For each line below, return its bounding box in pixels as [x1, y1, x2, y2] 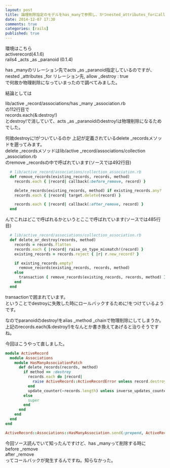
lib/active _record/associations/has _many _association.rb [5, 101, 126, 106]
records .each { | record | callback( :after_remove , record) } [14, 202, 144, 207]
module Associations [10, 355, 53, 360]
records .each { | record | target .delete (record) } [14, 193, 121, 198]
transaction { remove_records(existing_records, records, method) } [18, 275, 166, 280]
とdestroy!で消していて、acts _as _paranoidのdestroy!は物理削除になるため [5, 118, 162, 124]
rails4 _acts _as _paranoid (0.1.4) [5, 57, 73, 62]
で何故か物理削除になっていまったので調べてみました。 [5, 79, 120, 85]
